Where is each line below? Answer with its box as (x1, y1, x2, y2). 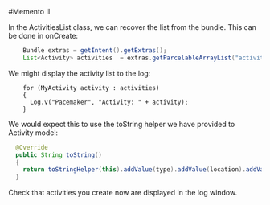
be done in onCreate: (8, 31, 79, 40)
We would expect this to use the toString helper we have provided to (8, 119, 235, 129)
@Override (15, 143, 48, 151)
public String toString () (15, 150, 103, 159)
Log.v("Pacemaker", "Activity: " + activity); (29, 98, 189, 106)
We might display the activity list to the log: (8, 68, 151, 78)
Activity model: (8, 128, 59, 137)
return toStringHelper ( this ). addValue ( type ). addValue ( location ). (22, 166, 247, 174)
